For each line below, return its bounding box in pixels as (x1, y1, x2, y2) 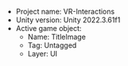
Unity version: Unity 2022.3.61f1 (15, 15, 121, 25)
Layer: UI (27, 49, 58, 58)
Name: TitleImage (27, 32, 86, 41)
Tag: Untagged (27, 41, 77, 50)
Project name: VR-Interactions (15, 7, 115, 16)
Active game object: (15, 24, 82, 33)
